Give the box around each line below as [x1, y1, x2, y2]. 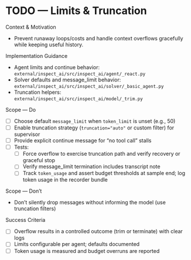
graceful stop [22, 157, 56, 164]
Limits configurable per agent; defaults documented [13, 241, 140, 248]
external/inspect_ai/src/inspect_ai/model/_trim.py [13, 95, 143, 102]
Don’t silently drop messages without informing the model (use [13, 199, 166, 206]
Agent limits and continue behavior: [13, 63, 100, 71]
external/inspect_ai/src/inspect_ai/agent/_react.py [13, 71, 146, 77]
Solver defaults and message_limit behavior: [13, 76, 121, 83]
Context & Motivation [5, 23, 56, 30]
